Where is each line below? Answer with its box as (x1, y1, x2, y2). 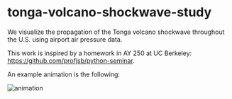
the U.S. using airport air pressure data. (7, 35, 123, 43)
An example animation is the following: (7, 70, 121, 78)
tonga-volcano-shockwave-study (7, 4, 212, 21)
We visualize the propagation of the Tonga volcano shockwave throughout (7, 28, 225, 36)
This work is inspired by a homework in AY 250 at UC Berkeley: (7, 49, 192, 57)
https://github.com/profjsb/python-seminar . (7, 56, 135, 64)
